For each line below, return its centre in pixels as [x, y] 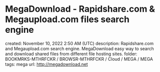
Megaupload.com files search [67, 19]
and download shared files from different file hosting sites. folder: [71, 54]
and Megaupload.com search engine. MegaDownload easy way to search [80, 48]
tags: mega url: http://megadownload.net [47, 64]
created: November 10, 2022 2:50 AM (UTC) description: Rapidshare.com [79, 43]
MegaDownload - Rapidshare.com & [80, 9]
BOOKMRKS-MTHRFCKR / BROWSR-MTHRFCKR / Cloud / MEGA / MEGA [79, 59]
